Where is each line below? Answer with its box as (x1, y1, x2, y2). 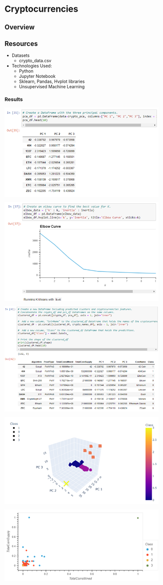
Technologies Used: (11, 63, 52, 69)
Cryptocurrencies (4, 3, 79, 15)
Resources (4, 39, 38, 48)
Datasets (11, 52, 30, 58)
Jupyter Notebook (19, 73, 56, 79)
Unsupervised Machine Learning (19, 84, 85, 90)
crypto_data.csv (19, 58, 52, 64)
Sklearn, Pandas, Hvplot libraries (19, 78, 85, 84)
